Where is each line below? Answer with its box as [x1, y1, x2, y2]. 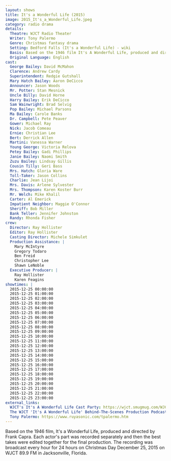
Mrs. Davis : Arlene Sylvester [10, 183, 74, 188]
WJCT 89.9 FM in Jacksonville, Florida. [5, 450, 88, 456]
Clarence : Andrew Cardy [10, 69, 60, 74]
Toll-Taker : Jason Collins [10, 173, 67, 178]
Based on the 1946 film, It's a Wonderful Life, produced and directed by [5, 428, 155, 434]
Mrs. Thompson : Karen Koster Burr [10, 187, 83, 192]
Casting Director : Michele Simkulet [10, 235, 88, 240]
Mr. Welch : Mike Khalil [10, 192, 60, 197]
